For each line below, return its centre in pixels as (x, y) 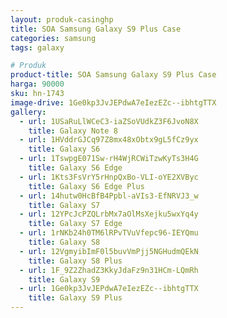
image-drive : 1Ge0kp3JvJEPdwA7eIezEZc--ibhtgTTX (113, 102)
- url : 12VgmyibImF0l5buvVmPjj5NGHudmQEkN (109, 251)
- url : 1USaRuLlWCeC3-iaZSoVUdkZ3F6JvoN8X (109, 121)
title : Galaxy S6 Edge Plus (86, 186)
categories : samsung (53, 38)
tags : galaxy (37, 47)
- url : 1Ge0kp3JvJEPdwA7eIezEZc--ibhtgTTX (109, 289)
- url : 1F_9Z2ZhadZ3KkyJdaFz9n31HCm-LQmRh (109, 270)
